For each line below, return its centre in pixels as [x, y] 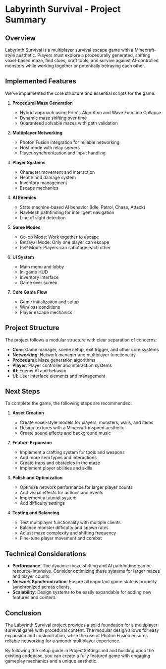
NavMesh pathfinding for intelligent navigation [67, 212]
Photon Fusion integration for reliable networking [70, 142]
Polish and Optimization [37, 478]
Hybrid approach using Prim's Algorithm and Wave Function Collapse [90, 112]
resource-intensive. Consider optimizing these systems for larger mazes [86, 571]
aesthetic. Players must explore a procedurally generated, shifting [83, 55]
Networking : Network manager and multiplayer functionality [74, 355]
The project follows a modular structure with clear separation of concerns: [81, 340]
